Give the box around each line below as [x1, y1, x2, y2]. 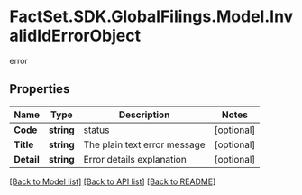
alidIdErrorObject [9, 25, 142, 46]
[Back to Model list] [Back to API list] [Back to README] [9, 176, 216, 187]
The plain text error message [83, 138, 206, 151]
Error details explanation [83, 153, 187, 165]
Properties [9, 81, 70, 97]
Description [118, 108, 170, 121]
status [83, 124, 110, 136]
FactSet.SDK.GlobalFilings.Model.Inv [9, 6, 294, 27]
